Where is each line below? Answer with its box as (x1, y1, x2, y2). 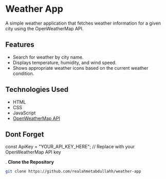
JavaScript (12, 110, 36, 116)
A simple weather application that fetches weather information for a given (5, 20, 161, 26)
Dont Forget (5, 130, 44, 138)
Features (5, 41, 34, 49)
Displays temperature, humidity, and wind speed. (12, 59, 117, 66)
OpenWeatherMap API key (5, 149, 62, 155)
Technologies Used (5, 85, 68, 94)
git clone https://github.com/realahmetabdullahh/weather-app (5, 169, 141, 174)
